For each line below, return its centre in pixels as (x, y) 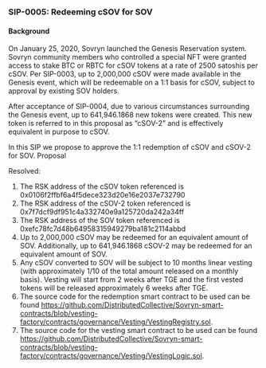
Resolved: (25, 171)
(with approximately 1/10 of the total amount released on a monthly (129, 271)
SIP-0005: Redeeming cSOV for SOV (80, 12)
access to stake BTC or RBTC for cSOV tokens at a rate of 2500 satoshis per (133, 65)
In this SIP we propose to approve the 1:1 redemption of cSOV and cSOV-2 (129, 147)
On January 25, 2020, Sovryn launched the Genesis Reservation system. (127, 49)
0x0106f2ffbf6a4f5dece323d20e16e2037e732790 (102, 195)
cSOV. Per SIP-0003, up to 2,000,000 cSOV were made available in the (125, 74)
